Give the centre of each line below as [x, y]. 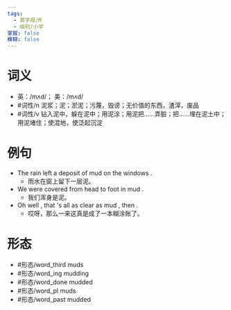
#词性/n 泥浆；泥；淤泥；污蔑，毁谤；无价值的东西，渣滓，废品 [108, 106]
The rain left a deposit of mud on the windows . [85, 173]
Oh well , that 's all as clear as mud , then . [78, 205]
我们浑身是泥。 [49, 197]
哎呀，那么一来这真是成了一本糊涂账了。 [85, 213]
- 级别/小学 [28, 26]
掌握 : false [23, 33]
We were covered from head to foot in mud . [80, 189]
